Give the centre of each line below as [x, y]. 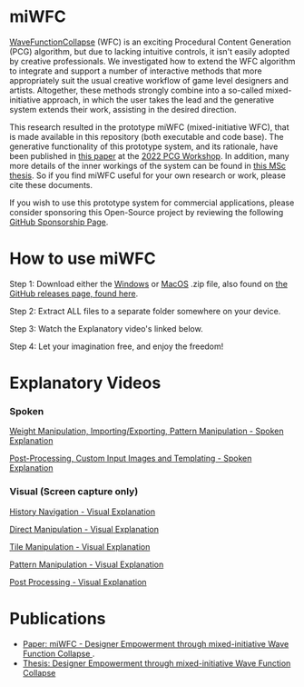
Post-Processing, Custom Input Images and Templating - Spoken [131, 458]
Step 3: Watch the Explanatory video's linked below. [106, 328]
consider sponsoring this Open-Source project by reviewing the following [147, 212]
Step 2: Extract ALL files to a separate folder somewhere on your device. [145, 311]
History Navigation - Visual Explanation [83, 512]
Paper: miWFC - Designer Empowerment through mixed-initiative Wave [156, 643]
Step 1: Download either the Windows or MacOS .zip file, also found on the [149, 284]
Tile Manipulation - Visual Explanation [80, 546]
